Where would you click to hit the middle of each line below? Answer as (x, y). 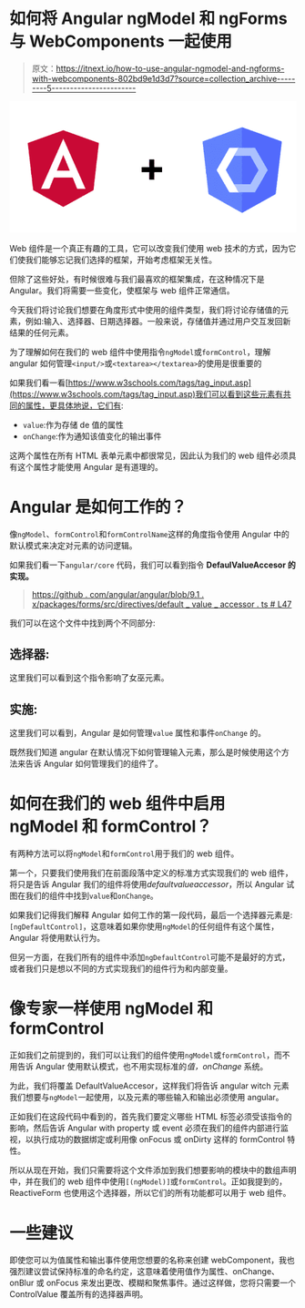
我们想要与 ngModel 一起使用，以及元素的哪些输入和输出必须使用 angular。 (147, 1098)
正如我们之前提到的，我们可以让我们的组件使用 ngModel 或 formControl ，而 (146, 1055)
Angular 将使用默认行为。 (57, 938)
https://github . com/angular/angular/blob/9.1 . (118, 594)
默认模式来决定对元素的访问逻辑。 (73, 545)
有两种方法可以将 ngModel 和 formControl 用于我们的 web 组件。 (124, 853)
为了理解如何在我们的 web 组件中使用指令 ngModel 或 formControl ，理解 (140, 352)
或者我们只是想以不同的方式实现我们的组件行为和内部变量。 (121, 969)
